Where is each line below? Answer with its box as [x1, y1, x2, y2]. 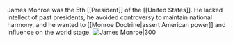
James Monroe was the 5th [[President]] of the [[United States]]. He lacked [7, 6, 223, 14]
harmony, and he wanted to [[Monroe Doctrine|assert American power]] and [7, 21, 226, 28]
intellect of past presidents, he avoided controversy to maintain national [7, 13, 213, 21]
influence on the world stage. [7, 28, 92, 36]
